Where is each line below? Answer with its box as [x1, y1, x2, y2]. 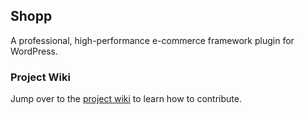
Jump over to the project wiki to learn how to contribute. [10, 93, 242, 105]
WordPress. [10, 45, 59, 57]
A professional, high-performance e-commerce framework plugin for [10, 34, 295, 46]
